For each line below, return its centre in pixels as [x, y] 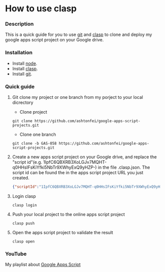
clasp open [23, 242]
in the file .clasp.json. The [124, 167]
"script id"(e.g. [27, 162]
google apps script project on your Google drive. [54, 40]
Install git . [22, 74]
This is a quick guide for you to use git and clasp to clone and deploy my [79, 34]
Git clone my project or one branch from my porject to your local [78, 97]
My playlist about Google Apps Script [43, 265]
